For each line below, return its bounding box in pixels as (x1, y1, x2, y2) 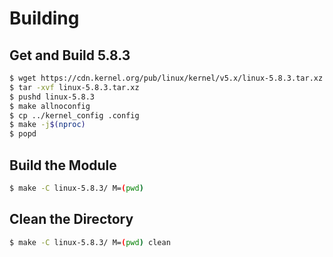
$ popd (9, 129, 37, 139)
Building (9, 7, 80, 30)
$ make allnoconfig (9, 101, 91, 111)
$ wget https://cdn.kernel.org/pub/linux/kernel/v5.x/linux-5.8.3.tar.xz (9, 73, 324, 83)
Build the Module (9, 157, 117, 174)
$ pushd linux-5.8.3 (9, 92, 96, 102)
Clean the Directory (9, 211, 134, 228)
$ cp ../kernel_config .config (9, 110, 140, 121)
